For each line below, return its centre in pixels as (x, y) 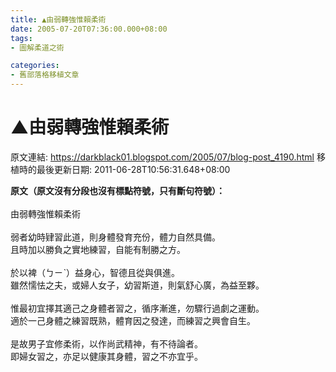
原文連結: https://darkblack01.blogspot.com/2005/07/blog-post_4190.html (162, 157)
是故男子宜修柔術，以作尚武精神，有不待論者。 (106, 343)
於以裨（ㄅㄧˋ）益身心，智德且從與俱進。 (95, 272)
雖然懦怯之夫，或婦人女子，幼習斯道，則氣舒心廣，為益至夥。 (137, 285)
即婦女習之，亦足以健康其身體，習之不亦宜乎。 (106, 356)
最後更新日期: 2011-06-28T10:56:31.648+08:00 (133, 169)
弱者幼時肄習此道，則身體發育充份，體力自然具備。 (115, 237)
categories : (35, 66)
